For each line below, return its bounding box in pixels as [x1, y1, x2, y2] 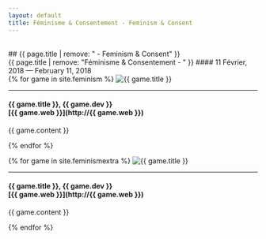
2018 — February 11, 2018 [8, 65, 92, 75]
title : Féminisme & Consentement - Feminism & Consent [8, 19, 193, 27]
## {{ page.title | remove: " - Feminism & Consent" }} [8, 49, 180, 58]
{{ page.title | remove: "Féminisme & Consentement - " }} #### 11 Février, [8, 57, 248, 67]
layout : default [8, 11, 62, 20]
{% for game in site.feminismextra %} [8, 155, 131, 166]
